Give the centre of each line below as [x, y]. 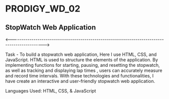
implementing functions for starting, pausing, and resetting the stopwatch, [83, 65]
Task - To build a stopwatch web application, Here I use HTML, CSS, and [81, 54]
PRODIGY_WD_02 [43, 9]
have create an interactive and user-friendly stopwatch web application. [80, 81]
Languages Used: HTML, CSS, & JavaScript [51, 91]
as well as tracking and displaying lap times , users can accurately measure [84, 70]
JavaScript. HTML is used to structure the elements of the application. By [82, 60]
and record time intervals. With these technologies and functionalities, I [79, 76]
